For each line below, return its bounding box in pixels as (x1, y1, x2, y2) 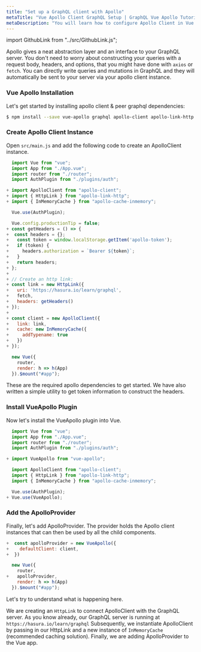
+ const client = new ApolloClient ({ (6, 315, 100, 321)
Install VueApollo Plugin (6, 403, 78, 412)
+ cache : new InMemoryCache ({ (6, 326, 87, 332)
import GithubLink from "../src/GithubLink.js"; (6, 37, 118, 44)
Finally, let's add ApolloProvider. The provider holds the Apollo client (6, 522, 175, 529)
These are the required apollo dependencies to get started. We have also (6, 382, 187, 389)
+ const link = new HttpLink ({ (6, 282, 84, 288)
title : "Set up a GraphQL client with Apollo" (6, 8, 124, 15)
